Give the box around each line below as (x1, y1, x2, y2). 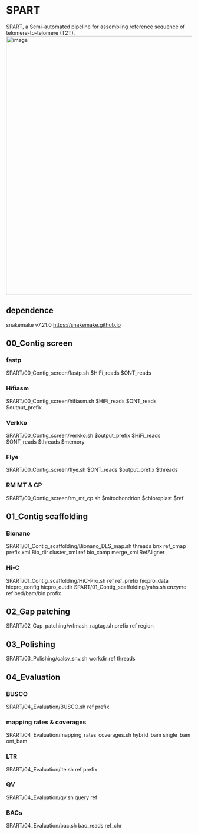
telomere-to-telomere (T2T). (6, 29, 75, 36)
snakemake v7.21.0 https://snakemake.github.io (6, 321, 121, 328)
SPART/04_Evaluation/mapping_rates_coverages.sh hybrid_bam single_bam (6, 731, 191, 738)
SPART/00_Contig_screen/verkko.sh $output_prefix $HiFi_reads (6, 432, 161, 439)
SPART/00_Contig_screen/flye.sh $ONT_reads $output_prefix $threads (6, 467, 178, 474)
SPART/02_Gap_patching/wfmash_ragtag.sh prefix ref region (6, 622, 154, 629)
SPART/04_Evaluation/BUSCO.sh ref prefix (6, 703, 110, 710)
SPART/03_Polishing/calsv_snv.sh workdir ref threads (6, 655, 136, 662)
